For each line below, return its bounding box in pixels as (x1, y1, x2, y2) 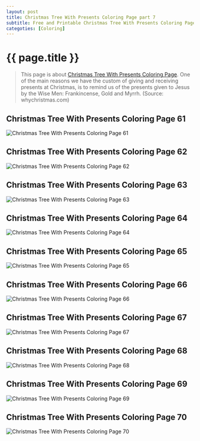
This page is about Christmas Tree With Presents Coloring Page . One (20, 71, 190, 78)
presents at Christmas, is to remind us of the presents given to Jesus (20, 84, 190, 91)
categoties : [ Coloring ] (6, 25, 65, 32)
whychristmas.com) (20, 96, 70, 103)
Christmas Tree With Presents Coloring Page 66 (6, 279, 187, 290)
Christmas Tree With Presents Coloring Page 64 (6, 213, 188, 223)
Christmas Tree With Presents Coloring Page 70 (6, 412, 187, 422)
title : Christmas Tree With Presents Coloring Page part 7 (6, 14, 156, 20)
